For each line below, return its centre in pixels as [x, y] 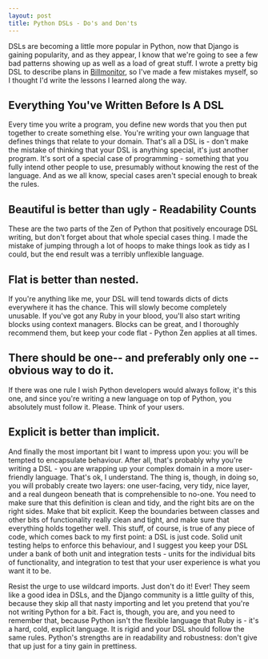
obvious [29, 371]
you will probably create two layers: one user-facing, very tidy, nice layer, [129, 485]
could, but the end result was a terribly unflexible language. [106, 254]
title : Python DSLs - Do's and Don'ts [73, 23]
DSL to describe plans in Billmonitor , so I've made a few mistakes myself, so [133, 71]
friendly [21, 477]
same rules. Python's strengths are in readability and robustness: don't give [133, 637]
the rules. [24, 184]
